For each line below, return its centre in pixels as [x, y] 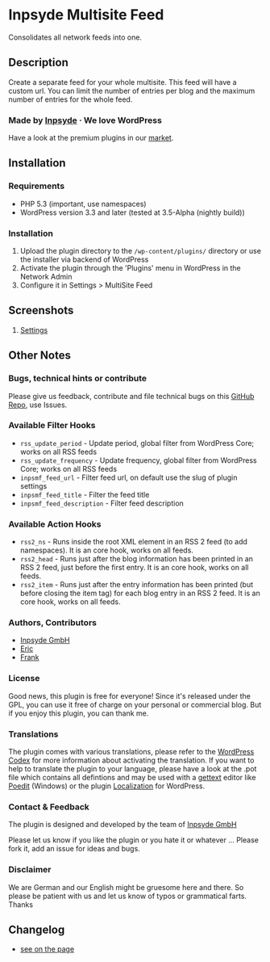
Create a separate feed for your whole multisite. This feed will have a [123, 82]
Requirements [37, 186]
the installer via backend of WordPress [84, 259]
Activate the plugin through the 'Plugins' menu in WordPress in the [131, 268]
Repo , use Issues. [38, 405]
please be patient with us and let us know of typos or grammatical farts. [128, 896]
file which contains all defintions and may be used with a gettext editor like [132, 778]
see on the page [47, 949]
